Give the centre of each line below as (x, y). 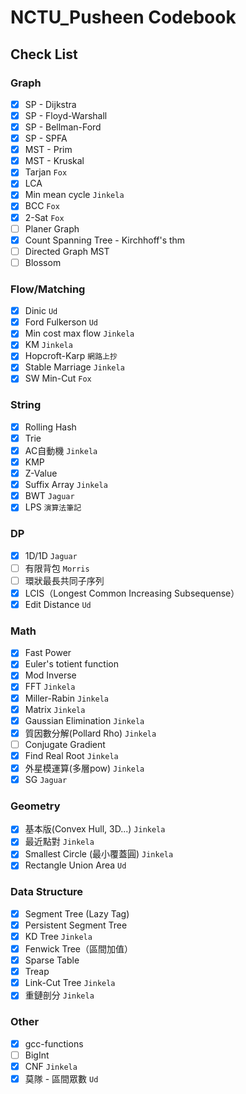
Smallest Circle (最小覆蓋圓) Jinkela (99, 854)
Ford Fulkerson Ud (61, 322)
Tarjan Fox (46, 172)
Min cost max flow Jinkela (79, 333)
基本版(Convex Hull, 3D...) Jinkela (95, 829)
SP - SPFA (46, 138)
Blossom (43, 262)
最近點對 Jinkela (59, 842)
